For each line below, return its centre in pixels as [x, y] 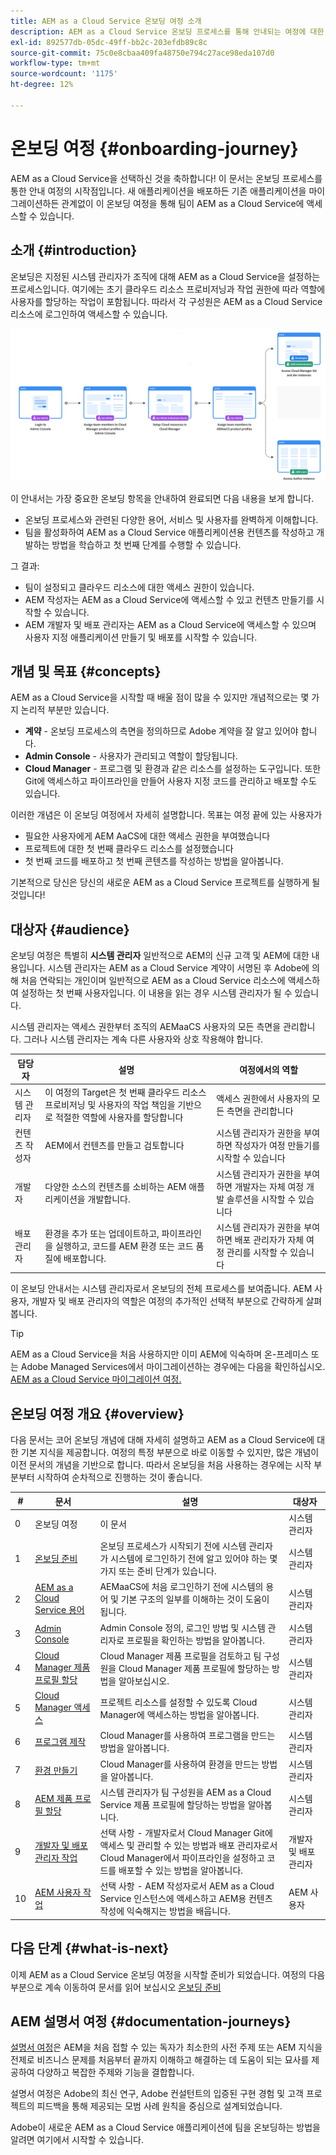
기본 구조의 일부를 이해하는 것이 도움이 [195, 1599]
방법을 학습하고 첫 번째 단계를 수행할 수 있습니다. [146, 544]
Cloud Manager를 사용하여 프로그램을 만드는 [187, 1736]
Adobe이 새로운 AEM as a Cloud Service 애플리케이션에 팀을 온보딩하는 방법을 [165, 2127]
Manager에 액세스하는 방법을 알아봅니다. [179, 1714]
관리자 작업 [56, 1858]
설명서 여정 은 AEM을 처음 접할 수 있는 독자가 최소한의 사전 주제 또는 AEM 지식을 [166, 2047]
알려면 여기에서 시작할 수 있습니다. [77, 2140]
